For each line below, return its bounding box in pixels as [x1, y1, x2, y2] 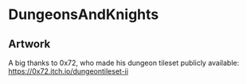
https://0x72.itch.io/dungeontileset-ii [8, 67, 129, 76]
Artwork [8, 37, 51, 51]
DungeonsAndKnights [8, 6, 159, 24]
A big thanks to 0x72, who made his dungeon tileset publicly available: [8, 58, 240, 67]
